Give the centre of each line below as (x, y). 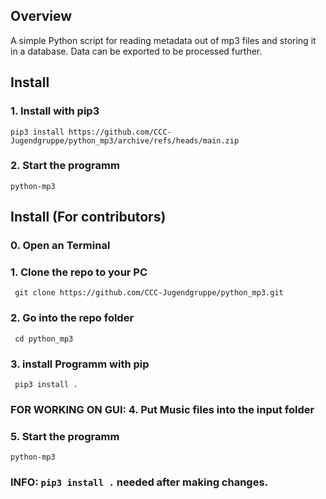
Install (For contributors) (88, 217)
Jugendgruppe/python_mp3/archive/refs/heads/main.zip (125, 140)
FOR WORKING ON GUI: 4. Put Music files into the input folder (162, 409)
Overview (41, 16)
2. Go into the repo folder (72, 318)
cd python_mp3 (44, 339)
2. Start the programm (65, 166)
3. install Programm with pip (80, 364)
